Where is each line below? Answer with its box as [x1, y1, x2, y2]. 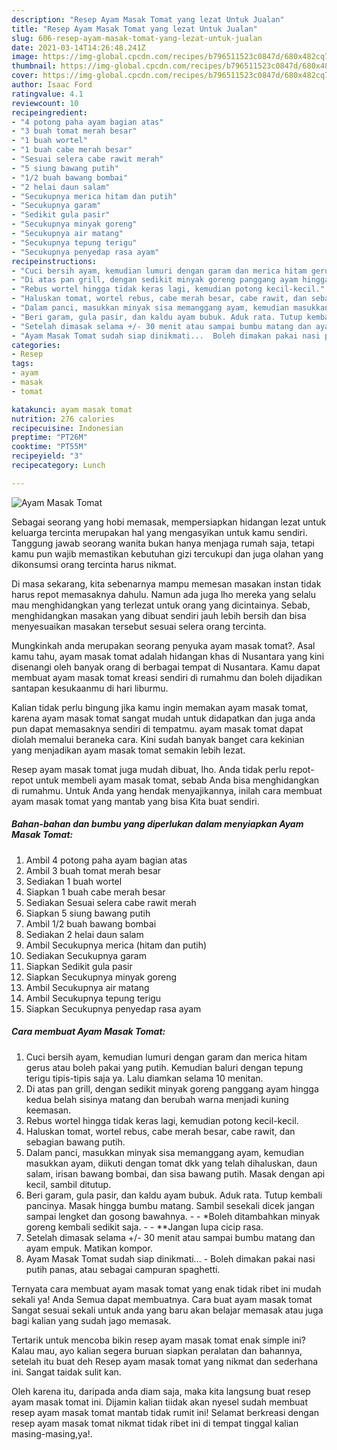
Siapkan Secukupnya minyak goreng [25, 971, 178, 983]
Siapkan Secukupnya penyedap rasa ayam [25, 1002, 202, 1015]
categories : [11, 340, 61, 350]
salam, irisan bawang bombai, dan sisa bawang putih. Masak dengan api [25, 1167, 326, 1180]
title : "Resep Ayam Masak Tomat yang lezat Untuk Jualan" [11, 24, 258, 34]
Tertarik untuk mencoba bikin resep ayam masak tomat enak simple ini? [11, 1334, 306, 1346]
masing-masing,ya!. [11, 1427, 93, 1440]
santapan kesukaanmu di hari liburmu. [11, 682, 169, 694]
